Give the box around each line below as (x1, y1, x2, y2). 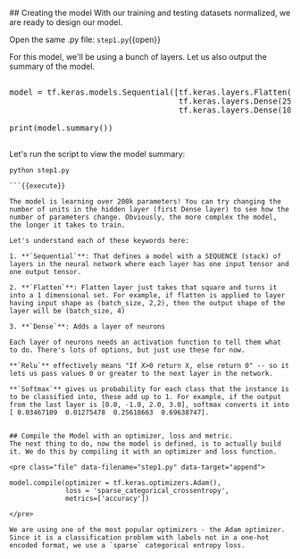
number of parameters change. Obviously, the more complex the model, (9, 213, 278, 221)
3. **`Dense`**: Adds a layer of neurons (9, 322, 166, 331)
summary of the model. (9, 61, 96, 71)
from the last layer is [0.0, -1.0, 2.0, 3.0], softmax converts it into (9, 400, 290, 409)
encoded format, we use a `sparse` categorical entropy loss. (9, 541, 246, 550)
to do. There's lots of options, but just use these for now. (9, 346, 246, 355)
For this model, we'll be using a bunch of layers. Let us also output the (9, 52, 268, 62)
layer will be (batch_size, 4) (9, 306, 126, 315)
